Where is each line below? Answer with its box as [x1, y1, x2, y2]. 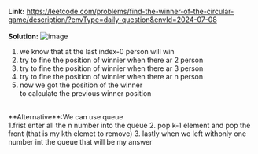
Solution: [8, 31, 39, 41]
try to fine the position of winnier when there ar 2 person [19, 55, 204, 64]
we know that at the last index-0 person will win [19, 47, 175, 56]
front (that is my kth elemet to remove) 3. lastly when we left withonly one [8, 129, 246, 138]
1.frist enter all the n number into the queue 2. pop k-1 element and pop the [8, 121, 251, 130]
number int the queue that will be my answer [8, 137, 153, 146]
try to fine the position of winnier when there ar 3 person [19, 64, 204, 73]
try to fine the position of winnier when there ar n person [19, 72, 203, 81]
